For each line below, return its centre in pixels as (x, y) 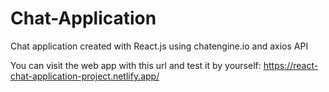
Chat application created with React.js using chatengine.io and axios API (159, 46)
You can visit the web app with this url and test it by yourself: (136, 65)
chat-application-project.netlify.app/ (85, 76)
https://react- (291, 65)
